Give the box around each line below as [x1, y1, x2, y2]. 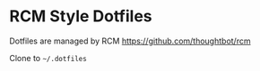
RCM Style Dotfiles [9, 6, 152, 27]
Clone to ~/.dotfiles [9, 52, 87, 63]
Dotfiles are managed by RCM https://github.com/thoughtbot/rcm [9, 35, 251, 46]
